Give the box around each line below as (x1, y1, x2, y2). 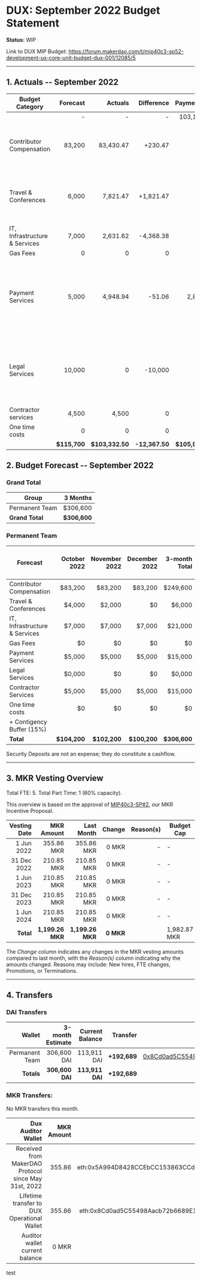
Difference (138, 98, 169, 107)
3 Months (63, 494, 92, 502)
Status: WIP (6, 36, 36, 43)
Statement (6, 16, 60, 30)
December (127, 554, 158, 563)
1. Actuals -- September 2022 (6, 77, 118, 88)
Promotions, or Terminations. (6, 967, 78, 974)
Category (16, 103, 44, 111)
